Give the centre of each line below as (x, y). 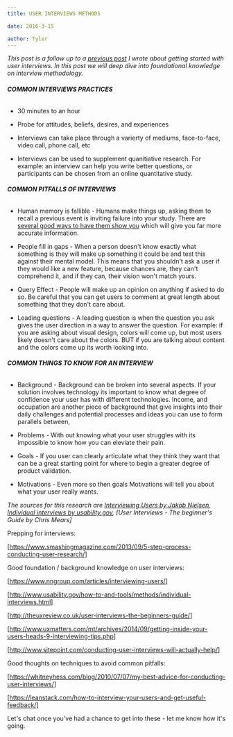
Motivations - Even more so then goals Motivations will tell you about (116, 484)
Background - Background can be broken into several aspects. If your (116, 384)
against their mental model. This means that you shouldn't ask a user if (118, 261)
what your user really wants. (58, 492)
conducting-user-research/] (47, 554)
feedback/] (23, 705)
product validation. (44, 471)
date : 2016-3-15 (31, 26)
